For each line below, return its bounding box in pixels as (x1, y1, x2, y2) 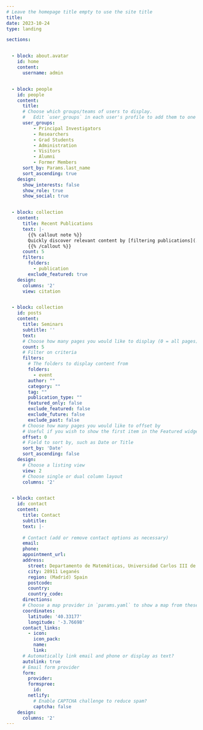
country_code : (28, 591, 63, 597)
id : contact (17, 501, 47, 507)
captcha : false (33, 703, 71, 709)
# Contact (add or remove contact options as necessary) (22, 534, 169, 541)
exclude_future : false (28, 411, 85, 417)
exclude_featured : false (28, 406, 91, 412)
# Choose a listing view (22, 462, 85, 468)
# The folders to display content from (28, 361, 129, 367)
